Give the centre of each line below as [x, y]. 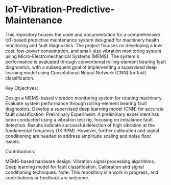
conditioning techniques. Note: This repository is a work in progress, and [82, 172]
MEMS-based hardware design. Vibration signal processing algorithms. [80, 161]
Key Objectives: [22, 88]
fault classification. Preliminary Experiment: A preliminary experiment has [82, 114]
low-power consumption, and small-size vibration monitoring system [89, 51]
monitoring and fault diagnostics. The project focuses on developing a [79, 45]
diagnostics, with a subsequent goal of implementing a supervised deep [81, 67]
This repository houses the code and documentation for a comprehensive [83, 34]
